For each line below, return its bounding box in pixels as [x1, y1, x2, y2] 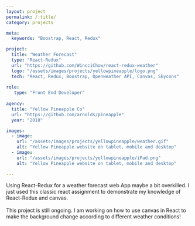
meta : [6, 30, 19, 36]
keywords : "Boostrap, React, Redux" [11, 36, 101, 42]
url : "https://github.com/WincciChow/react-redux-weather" [11, 62, 159, 68]
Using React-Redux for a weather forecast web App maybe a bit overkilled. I [6, 182, 190, 189]
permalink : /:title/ [6, 14, 57, 20]
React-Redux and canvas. [6, 194, 69, 201]
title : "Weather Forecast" [11, 52, 77, 58]
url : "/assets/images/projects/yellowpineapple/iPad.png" [16, 155, 161, 161]
